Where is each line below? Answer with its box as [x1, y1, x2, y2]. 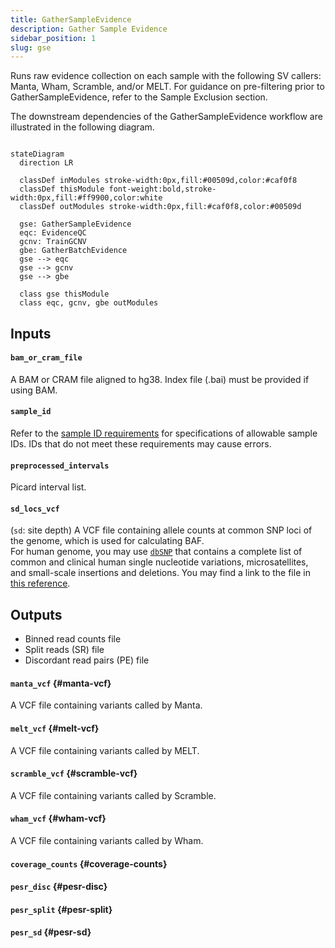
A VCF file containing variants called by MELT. [10, 744, 200, 756]
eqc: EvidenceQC [19, 228, 87, 238]
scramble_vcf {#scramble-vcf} [10, 767, 138, 780]
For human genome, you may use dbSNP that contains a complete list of [10, 546, 303, 558]
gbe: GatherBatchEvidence [19, 246, 128, 256]
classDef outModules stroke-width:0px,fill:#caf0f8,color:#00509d [19, 202, 302, 212]
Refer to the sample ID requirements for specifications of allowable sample [10, 427, 318, 440]
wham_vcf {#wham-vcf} [10, 812, 107, 825]
